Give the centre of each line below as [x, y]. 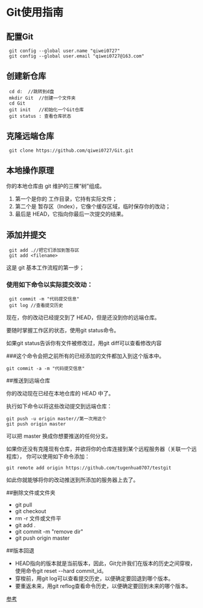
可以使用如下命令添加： [60, 456]
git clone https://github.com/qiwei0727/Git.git [71, 150]
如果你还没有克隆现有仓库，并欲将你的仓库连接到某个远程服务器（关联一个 [99, 448]
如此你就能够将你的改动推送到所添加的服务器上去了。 [72, 480]
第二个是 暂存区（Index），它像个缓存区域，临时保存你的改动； [93, 207]
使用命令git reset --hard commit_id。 [61, 571]
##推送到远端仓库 [28, 380]
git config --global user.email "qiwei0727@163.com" [77, 56]
